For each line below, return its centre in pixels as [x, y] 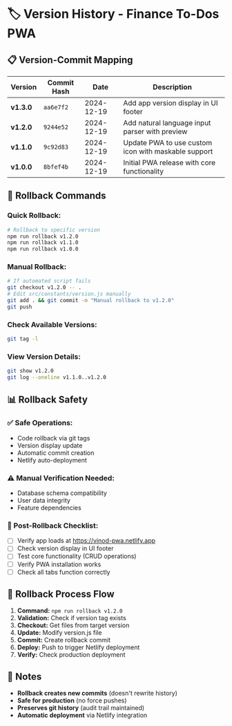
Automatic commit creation [56, 453]
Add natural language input [167, 123]
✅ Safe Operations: [40, 423]
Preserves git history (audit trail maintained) [81, 708]
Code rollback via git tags [54, 438]
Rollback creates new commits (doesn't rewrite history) [97, 694]
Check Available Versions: [52, 324]
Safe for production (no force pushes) [72, 700]
